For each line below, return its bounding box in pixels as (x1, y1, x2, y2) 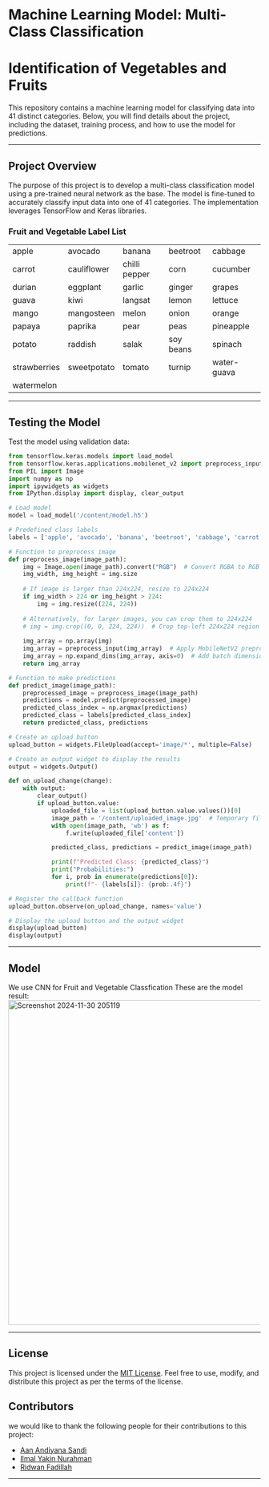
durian (12, 282, 37, 293)
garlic (122, 282, 144, 293)
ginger (168, 282, 194, 293)
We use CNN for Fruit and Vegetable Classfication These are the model (8, 982, 243, 992)
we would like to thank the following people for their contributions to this (8, 1421, 247, 1431)
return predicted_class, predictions (22, 719, 149, 727)
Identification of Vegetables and (8, 59, 227, 78)
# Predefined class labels (8, 526, 98, 534)
